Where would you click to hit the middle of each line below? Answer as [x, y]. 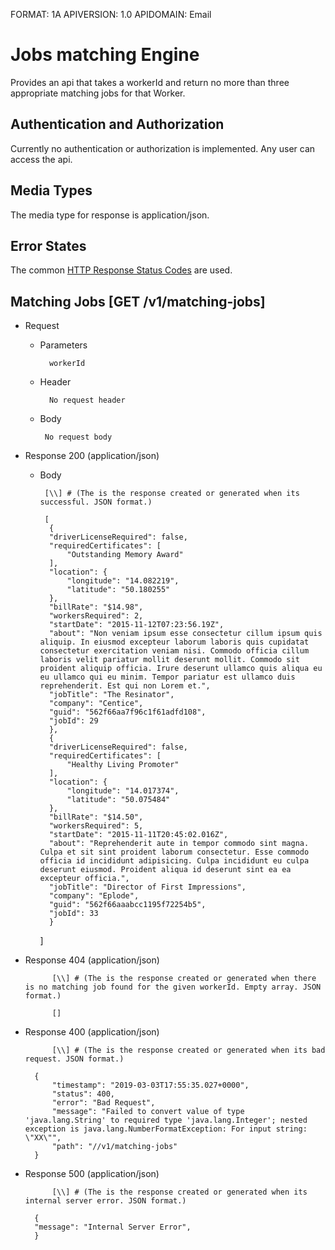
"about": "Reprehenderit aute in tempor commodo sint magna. [179, 844]
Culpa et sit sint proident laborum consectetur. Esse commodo [174, 852]
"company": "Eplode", [94, 896]
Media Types [51, 190]
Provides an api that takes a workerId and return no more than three [150, 82]
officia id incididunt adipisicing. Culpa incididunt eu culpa [174, 861]
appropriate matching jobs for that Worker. [98, 93]
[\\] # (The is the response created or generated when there [184, 979]
